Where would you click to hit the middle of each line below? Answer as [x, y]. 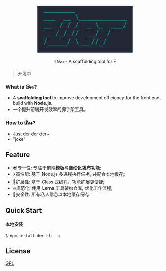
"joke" [19, 139]
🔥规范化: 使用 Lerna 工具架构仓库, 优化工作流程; [63, 188]
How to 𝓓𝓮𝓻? [20, 123]
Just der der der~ [31, 134]
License [18, 251]
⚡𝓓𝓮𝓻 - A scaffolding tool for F [85, 61]
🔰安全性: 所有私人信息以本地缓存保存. [51, 194]
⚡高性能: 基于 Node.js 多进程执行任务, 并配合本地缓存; [69, 174]
